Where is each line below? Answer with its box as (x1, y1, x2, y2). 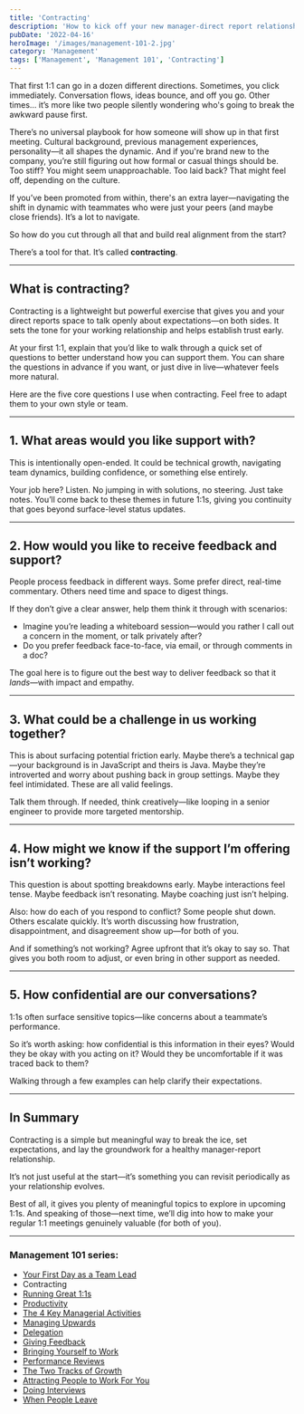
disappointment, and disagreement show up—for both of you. (9, 926, 240, 937)
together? (9, 726, 66, 741)
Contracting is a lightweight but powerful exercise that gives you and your (9, 305, 285, 316)
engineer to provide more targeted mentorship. (9, 806, 185, 817)
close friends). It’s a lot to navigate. (9, 212, 140, 222)
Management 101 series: (9, 1248, 119, 1261)
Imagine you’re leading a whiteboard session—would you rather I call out (22, 621, 294, 632)
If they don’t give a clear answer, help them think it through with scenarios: (9, 603, 288, 614)
